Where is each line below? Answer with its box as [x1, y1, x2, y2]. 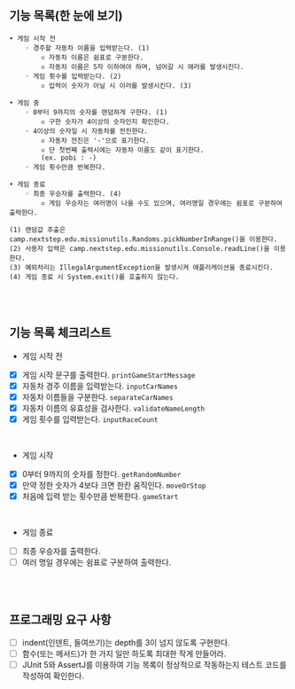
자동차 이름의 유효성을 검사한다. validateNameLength [21, 403, 206, 413]
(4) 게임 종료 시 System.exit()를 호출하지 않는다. [9, 272, 180, 281]
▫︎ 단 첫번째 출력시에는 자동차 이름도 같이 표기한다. [41, 145, 205, 154]
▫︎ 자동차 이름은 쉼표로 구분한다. [41, 52, 144, 62]
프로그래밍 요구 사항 [9, 612, 112, 627]
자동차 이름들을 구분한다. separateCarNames [21, 391, 174, 402]
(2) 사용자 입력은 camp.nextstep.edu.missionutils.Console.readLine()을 [9, 244, 270, 253]
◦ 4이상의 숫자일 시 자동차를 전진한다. [25, 127, 149, 136]
